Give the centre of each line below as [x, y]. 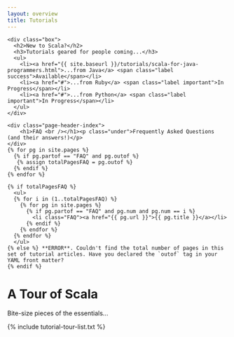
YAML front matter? [36, 260]
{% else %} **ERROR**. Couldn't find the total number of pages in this [116, 248]
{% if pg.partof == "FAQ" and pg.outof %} [76, 156]
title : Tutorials [33, 20]
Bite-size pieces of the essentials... [58, 313]
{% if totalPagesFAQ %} [42, 186]
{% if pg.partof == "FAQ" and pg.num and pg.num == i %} [111, 211]
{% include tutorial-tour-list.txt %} [56, 327]
